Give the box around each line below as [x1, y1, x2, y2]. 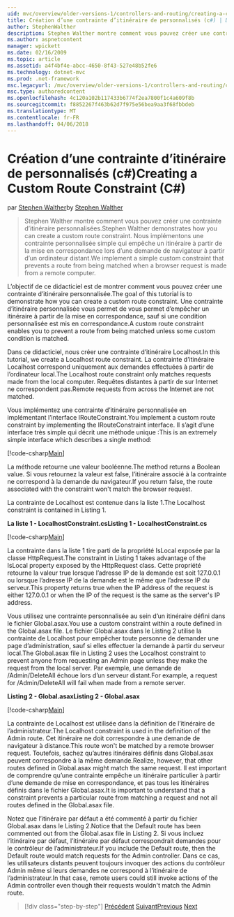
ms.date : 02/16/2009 [7, 50, 68, 57]
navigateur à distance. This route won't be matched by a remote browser [7, 742, 214, 750]
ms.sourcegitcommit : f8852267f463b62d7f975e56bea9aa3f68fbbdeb [7, 101, 195, 108]
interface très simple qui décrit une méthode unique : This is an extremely [7, 428, 217, 437]
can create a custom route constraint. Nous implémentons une [24, 232, 204, 240]
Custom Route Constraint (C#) [7, 180, 186, 196]
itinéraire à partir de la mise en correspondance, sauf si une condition [7, 312, 207, 321]
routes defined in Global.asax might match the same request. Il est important [7, 764, 227, 772]
